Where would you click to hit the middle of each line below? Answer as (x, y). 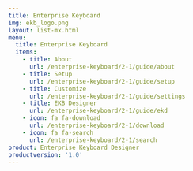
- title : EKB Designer (60, 103)
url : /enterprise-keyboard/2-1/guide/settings (107, 96)
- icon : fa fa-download (62, 118)
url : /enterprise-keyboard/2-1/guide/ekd (98, 111)
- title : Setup (47, 74)
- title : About (47, 60)
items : (26, 52)
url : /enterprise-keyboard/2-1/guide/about (102, 67)
